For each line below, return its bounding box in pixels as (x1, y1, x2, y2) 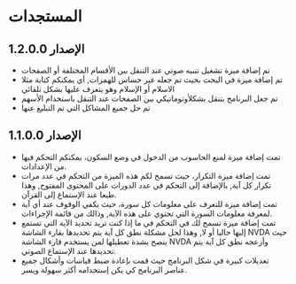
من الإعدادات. (20, 161, 67, 172)
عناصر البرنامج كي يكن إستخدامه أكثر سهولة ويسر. (20, 264, 188, 275)
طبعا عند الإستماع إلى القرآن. (20, 188, 117, 200)
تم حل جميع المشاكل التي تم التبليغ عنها (20, 103, 151, 112)
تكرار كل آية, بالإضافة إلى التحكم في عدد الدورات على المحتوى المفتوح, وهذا (20, 180, 272, 190)
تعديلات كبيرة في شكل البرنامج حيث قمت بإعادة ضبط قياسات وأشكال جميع (20, 255, 269, 265)
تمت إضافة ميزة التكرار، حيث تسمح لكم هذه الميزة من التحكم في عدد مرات (20, 170, 271, 180)
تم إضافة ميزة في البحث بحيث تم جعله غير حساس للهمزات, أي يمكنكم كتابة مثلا (20, 74, 283, 85)
